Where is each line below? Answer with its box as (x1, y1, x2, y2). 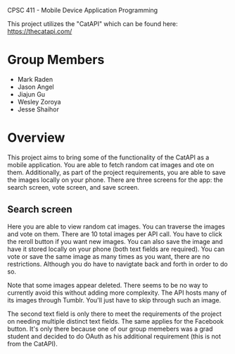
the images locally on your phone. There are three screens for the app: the (7, 176, 224, 184)
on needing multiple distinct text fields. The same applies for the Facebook (7, 317, 224, 325)
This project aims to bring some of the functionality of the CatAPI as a (7, 153, 210, 161)
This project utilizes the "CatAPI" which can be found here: (7, 20, 178, 28)
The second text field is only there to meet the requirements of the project (7, 310, 222, 318)
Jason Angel (17, 83, 54, 91)
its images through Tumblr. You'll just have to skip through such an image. (7, 295, 222, 304)
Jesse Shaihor (17, 105, 60, 114)
